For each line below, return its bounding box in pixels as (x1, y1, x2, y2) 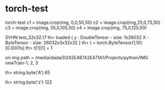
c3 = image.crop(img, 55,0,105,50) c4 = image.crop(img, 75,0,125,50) (5, 24, 147, 30)
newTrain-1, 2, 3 (5, 60, 38, 66)
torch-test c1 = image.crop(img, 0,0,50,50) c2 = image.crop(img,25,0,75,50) (5, 19, 161, 25)
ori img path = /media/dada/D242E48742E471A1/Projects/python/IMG (5, 54, 149, 60)
